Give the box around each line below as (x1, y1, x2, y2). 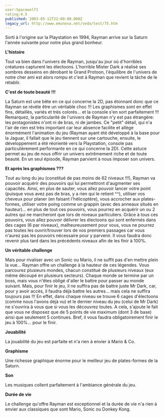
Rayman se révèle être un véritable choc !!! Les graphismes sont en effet (5, 104, 152, 110)
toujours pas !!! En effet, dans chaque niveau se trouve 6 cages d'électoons (5, 294, 159, 299)
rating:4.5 (5, 12, 28, 17)
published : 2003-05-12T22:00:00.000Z (5, 16, 83, 21)
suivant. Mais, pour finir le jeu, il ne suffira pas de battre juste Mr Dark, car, (5, 283, 157, 289)
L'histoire (5, 49, 25, 55)
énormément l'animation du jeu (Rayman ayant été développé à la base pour (5, 130, 160, 136)
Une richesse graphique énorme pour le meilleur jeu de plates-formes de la (5, 357, 158, 364)
